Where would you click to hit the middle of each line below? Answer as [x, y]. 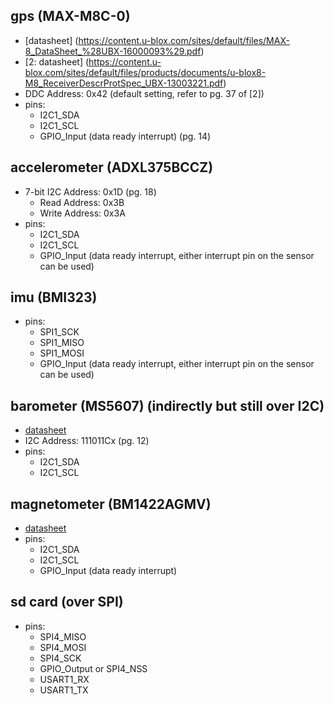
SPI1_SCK [59, 332]
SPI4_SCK [60, 658]
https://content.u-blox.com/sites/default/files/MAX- [184, 40]
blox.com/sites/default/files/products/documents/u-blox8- [145, 72]
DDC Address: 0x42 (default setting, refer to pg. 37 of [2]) [144, 93]
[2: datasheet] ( [57, 61]
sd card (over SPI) [67, 602]
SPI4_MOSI [63, 647]
